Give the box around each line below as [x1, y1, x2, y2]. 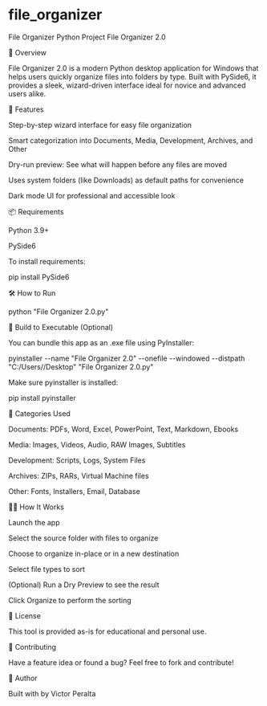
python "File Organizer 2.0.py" [8, 307, 109, 316]
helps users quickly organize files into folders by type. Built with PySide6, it [8, 71, 257, 81]
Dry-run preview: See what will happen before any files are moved [8, 159, 227, 169]
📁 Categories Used [8, 408, 71, 418]
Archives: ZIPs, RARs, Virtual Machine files [8, 471, 150, 480]
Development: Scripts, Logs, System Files [8, 455, 146, 465]
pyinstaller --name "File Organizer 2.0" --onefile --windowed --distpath [8, 353, 245, 363]
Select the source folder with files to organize [8, 533, 159, 543]
